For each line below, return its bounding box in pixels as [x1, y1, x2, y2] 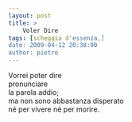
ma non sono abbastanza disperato [8, 96, 125, 105]
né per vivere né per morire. [8, 104, 100, 114]
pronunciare [8, 79, 49, 89]
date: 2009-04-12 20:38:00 [8, 41, 98, 49]
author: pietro [8, 49, 59, 57]
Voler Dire [22, 26, 59, 34]
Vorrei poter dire [8, 71, 62, 80]
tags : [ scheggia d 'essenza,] [8, 33, 105, 42]
